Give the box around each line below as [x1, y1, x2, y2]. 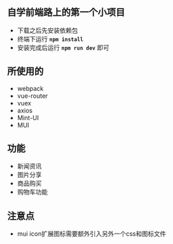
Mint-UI [17, 113, 39, 122]
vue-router [17, 92, 48, 100]
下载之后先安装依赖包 [17, 26, 78, 34]
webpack [17, 84, 43, 92]
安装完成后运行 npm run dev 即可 [17, 43, 110, 52]
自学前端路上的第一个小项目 [7, 6, 125, 19]
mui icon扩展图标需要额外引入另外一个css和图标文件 [17, 230, 167, 238]
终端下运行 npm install [17, 34, 84, 43]
